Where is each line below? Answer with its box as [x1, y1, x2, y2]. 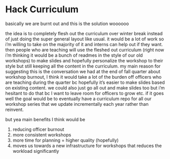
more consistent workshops [12, 131, 71, 138]
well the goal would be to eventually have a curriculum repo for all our [5, 96, 152, 102]
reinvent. [5, 106, 24, 112]
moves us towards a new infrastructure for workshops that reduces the [12, 142, 162, 149]
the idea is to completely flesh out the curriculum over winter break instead [5, 30, 163, 36]
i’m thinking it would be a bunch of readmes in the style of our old [5, 52, 143, 58]
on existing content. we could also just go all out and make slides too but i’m [5, 84, 165, 90]
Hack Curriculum [5, 4, 79, 15]
